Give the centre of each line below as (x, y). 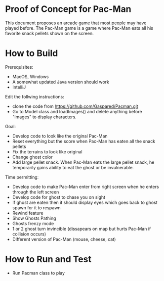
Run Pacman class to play (39, 273)
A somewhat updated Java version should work (61, 82)
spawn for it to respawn (36, 208)
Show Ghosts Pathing (34, 218)
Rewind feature (28, 213)
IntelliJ (19, 87)
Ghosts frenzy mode (33, 223)
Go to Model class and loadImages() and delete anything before (77, 111)
